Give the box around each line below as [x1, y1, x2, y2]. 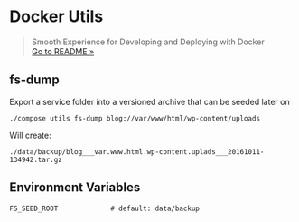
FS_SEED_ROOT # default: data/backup [9, 204, 201, 213]
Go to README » [31, 45, 95, 56]
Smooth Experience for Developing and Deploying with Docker [31, 36, 265, 47]
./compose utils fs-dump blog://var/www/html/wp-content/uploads [9, 113, 260, 123]
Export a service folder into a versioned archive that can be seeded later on [9, 96, 291, 107]
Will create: [9, 130, 51, 140]
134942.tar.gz [9, 155, 63, 164]
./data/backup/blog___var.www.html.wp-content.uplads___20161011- [9, 147, 265, 156]
